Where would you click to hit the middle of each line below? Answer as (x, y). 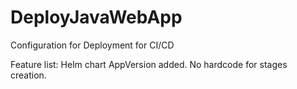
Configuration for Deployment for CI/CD (92, 45)
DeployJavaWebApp (96, 17)
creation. (28, 75)
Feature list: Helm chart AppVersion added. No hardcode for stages (149, 64)
